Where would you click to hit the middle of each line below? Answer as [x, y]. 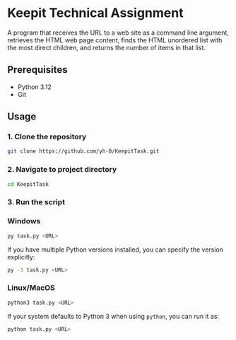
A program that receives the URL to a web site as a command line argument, [118, 33]
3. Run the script [36, 202]
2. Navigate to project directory [62, 170]
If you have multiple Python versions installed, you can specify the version [116, 250]
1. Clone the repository [47, 137]
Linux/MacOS [31, 288]
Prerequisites [37, 70]
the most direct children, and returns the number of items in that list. [107, 47]
